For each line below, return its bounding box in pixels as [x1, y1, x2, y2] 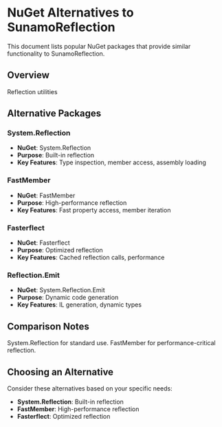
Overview [7, 69, 50, 81]
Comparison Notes [7, 320, 89, 332]
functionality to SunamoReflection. [7, 50, 105, 58]
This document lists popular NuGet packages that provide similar [7, 42, 191, 50]
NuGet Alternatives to [7, 5, 134, 21]
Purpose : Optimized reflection [16, 246, 103, 254]
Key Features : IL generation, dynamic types [16, 300, 142, 309]
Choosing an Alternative [7, 366, 114, 377]
